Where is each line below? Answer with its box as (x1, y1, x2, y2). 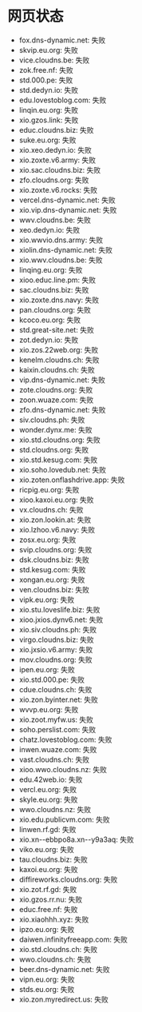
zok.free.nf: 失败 (18, 65, 73, 74)
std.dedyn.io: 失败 (18, 85, 79, 94)
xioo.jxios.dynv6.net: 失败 (18, 615, 104, 624)
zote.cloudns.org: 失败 (18, 384, 93, 394)
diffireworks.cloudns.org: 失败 (18, 875, 118, 884)
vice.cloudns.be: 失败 (18, 55, 90, 65)
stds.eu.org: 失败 (18, 984, 75, 994)
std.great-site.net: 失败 (18, 325, 95, 334)
